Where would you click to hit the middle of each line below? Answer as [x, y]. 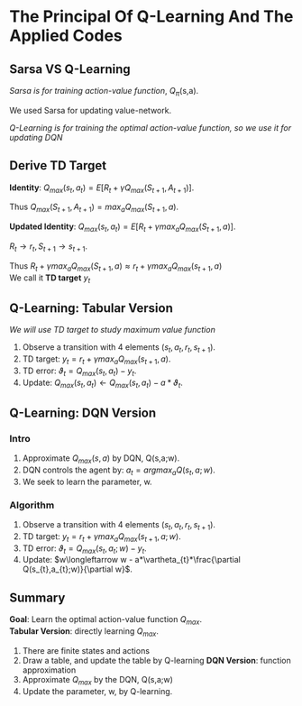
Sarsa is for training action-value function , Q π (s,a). [104, 92]
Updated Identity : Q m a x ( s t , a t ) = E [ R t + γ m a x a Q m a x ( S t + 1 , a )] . [123, 227]
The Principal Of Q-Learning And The [151, 17]
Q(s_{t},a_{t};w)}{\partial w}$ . [78, 569]
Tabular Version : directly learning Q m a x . [84, 632]
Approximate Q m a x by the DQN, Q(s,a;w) [98, 680]
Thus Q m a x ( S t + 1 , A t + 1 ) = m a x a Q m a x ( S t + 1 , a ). [94, 208]
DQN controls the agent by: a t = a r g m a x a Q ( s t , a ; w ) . [119, 471]
